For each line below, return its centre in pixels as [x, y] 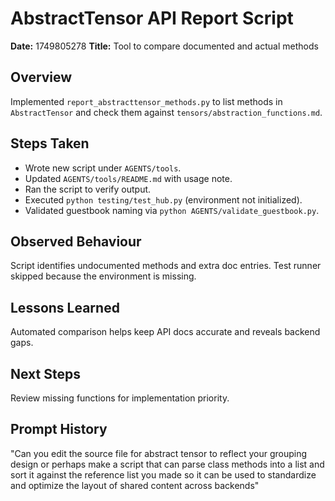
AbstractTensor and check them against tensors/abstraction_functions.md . [166, 112]
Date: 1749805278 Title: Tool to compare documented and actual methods [164, 46]
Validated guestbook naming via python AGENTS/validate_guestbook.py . [172, 210]
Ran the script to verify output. [88, 189]
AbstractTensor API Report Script [152, 18]
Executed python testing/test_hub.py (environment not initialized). [163, 199]
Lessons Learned [65, 307]
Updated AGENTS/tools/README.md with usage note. [128, 178]
